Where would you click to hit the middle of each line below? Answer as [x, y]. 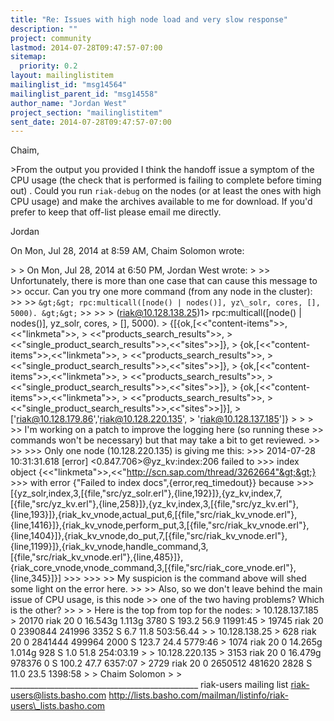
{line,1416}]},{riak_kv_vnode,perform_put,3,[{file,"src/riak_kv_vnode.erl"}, [160, 525]
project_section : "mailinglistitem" [86, 112]
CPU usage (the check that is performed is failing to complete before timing [166, 180]
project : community [51, 38]
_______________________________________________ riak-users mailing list [149, 685]
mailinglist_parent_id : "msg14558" [84, 94]
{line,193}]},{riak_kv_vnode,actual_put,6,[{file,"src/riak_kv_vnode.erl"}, [154, 515]
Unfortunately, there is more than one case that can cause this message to [164, 281]
